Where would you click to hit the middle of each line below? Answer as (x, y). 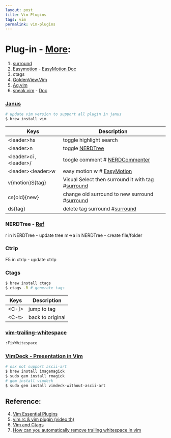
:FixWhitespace (21, 343)
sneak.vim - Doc (30, 91)
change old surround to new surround (108, 194)
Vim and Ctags (28, 425)
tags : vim (16, 19)
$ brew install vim (26, 119)
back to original (47, 317)
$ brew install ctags (28, 283)
